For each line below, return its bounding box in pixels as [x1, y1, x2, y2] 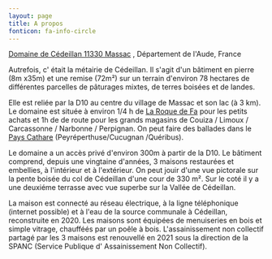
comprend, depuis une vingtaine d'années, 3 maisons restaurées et [8, 157, 234, 166]
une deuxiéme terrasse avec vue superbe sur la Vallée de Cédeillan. [8, 183, 236, 192]
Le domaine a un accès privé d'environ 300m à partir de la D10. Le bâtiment [8, 148, 262, 158]
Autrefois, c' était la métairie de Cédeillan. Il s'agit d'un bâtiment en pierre [8, 65, 254, 75]
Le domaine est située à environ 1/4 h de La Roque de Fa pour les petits [8, 106, 248, 116]
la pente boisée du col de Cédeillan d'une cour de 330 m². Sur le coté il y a [8, 174, 260, 183]
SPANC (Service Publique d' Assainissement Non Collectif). [8, 241, 208, 252]
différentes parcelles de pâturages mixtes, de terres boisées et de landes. [8, 82, 256, 92]
